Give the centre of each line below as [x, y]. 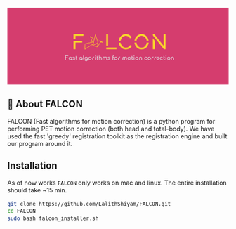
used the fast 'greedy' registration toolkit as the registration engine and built [117, 136]
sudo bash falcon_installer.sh [53, 218]
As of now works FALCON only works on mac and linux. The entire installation [117, 183]
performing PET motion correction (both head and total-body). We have [111, 129]
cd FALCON [22, 211]
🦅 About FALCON [45, 104]
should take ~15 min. [37, 190]
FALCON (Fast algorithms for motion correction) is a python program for [111, 121]
